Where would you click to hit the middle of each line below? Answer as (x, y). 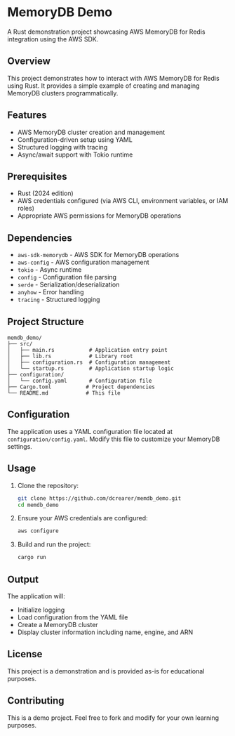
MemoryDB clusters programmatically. (63, 93)
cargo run (32, 558)
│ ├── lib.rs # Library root (70, 356)
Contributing (36, 701)
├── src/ (20, 344)
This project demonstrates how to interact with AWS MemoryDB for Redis (113, 78)
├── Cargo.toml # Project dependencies (81, 387)
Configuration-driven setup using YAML (75, 139)
